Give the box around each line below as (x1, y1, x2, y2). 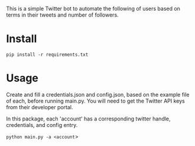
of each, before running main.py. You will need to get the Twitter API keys (6, 97, 185, 104)
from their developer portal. (6, 103, 73, 110)
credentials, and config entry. (6, 121, 78, 128)
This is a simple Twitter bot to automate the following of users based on (6, 5, 180, 12)
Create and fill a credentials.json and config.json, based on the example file (6, 91, 190, 98)
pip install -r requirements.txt (6, 52, 89, 58)
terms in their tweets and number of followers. (6, 11, 119, 18)
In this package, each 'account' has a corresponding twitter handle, (6, 115, 171, 122)
